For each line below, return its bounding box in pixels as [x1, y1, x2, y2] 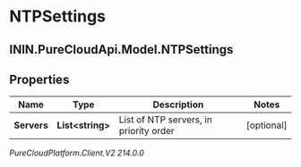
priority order [118, 125, 175, 138]
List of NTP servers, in [118, 113, 212, 126]
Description [152, 98, 204, 111]
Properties [9, 71, 70, 87]
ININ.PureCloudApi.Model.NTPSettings [9, 42, 234, 57]
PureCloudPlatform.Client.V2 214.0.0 [9, 147, 145, 158]
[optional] [245, 119, 288, 131]
